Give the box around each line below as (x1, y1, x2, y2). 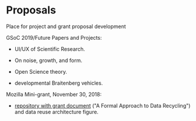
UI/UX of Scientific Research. (14, 45, 85, 53)
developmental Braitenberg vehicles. (14, 79, 104, 87)
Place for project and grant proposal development (6, 23, 126, 30)
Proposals (6, 4, 57, 17)
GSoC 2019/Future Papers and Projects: (6, 34, 102, 41)
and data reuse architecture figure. (14, 108, 99, 115)
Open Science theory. (14, 68, 67, 75)
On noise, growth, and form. (14, 57, 82, 64)
